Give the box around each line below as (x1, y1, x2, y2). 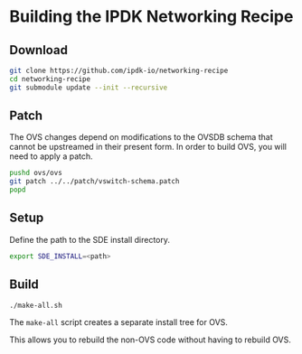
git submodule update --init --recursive (9, 83, 168, 92)
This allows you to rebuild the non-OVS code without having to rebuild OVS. (9, 334, 292, 345)
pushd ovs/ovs (9, 169, 63, 178)
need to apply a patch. (9, 151, 93, 162)
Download (9, 42, 68, 58)
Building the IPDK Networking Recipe (9, 6, 294, 27)
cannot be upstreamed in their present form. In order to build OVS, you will (9, 142, 288, 153)
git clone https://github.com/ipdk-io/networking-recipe (9, 66, 229, 75)
